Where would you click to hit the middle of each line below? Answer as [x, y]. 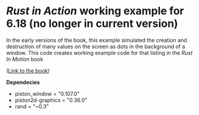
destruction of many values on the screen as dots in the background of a [96, 46]
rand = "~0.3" [32, 106]
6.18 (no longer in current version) [92, 24]
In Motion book [25, 59]
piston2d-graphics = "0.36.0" [51, 100]
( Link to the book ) [28, 70]
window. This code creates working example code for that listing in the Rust [99, 52]
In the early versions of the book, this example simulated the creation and [97, 40]
